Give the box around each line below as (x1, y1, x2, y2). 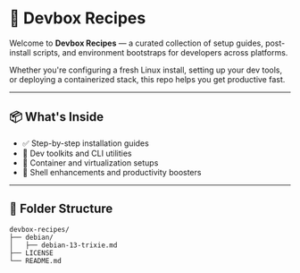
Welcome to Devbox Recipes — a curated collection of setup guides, (9, 38, 263, 48)
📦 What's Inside (9, 109, 104, 124)
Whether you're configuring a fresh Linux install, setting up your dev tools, (9, 64, 283, 75)
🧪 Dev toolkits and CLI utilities (21, 148, 132, 158)
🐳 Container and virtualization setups (21, 157, 159, 168)
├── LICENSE (9, 248, 54, 258)
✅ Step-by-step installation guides (21, 138, 149, 149)
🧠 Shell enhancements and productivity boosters (21, 166, 202, 177)
